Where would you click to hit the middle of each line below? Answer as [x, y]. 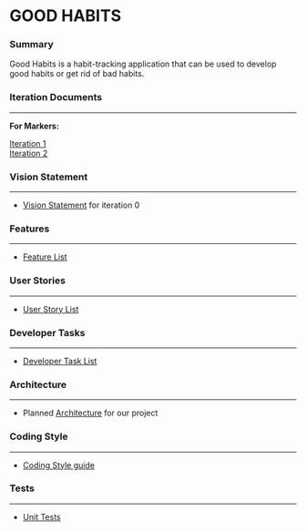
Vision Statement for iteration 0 [81, 205]
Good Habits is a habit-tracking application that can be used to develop [143, 64]
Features [30, 229]
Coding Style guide [59, 465]
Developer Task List [60, 361]
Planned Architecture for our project [90, 413]
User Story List [51, 309]
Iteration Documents [56, 97]
